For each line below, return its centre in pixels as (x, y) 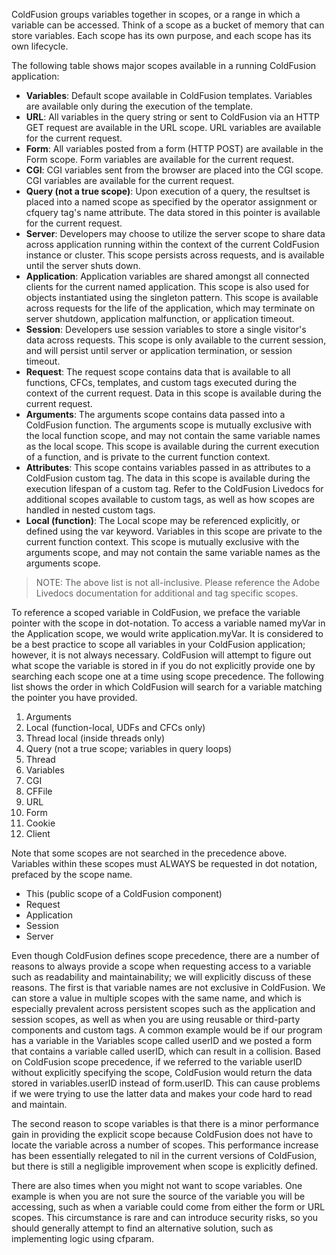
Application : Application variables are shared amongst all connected (167, 276)
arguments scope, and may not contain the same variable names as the (173, 552)
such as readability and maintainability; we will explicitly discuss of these (161, 977)
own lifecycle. (40, 46)
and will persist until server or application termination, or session (159, 350)
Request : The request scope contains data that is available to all (158, 372)
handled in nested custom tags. (90, 510)
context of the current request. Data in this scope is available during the (173, 393)
